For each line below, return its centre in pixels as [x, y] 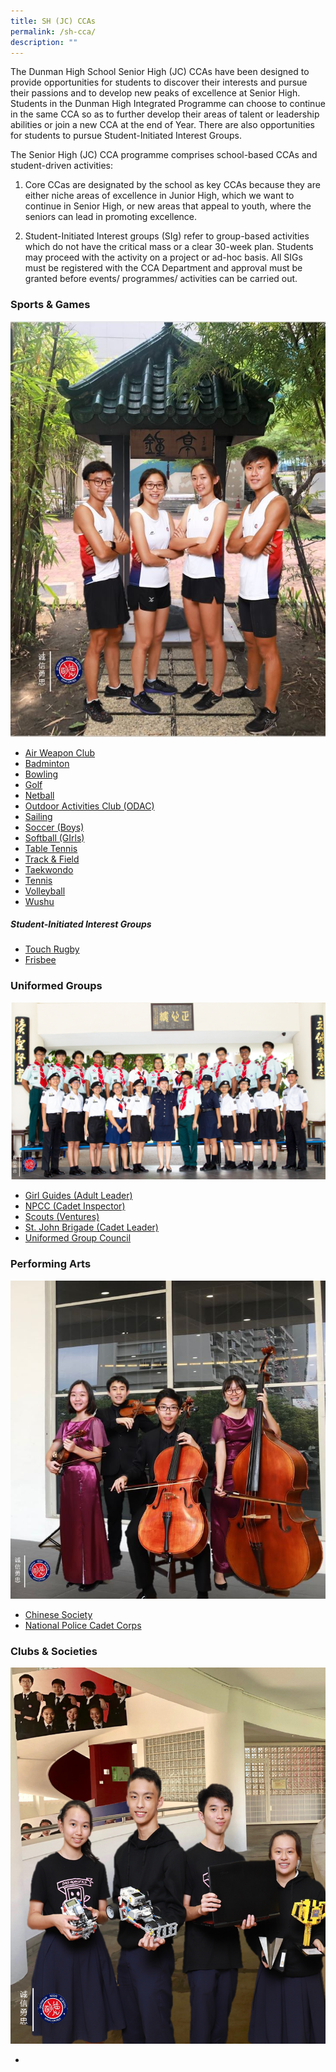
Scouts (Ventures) [62, 1217]
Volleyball [45, 891]
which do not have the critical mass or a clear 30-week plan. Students [169, 247]
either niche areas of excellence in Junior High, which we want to [159, 196]
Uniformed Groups [56, 986]
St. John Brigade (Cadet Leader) [91, 1227]
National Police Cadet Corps [83, 1626]
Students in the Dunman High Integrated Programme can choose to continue [168, 104]
